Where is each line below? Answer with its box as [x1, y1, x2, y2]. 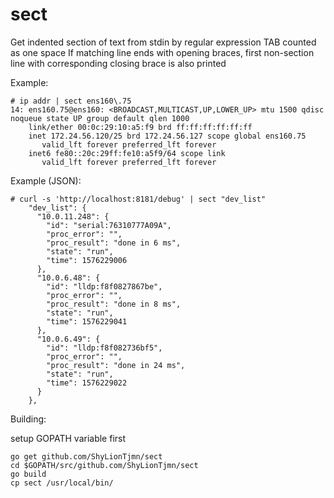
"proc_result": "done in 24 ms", [46, 360, 186, 370]
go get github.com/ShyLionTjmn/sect [10, 451, 163, 462]
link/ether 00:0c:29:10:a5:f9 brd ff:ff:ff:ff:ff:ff [28, 122, 253, 132]
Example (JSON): [10, 174, 82, 187]
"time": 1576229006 [46, 255, 128, 265]
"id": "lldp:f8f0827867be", [46, 281, 163, 292]
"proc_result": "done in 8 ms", [46, 299, 182, 309]
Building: [10, 413, 47, 425]
